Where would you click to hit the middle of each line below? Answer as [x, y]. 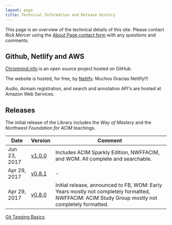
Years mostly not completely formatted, [103, 192]
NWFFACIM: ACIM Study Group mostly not [106, 198]
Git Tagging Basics [25, 217]
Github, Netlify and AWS [45, 56]
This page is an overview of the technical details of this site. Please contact [85, 29]
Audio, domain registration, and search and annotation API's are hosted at [83, 89]
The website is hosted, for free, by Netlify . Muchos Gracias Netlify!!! [77, 79]
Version [41, 140]
